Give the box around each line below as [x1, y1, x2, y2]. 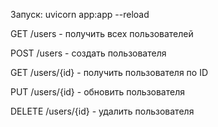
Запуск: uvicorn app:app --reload [10, 9, 150, 20]
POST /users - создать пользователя [10, 47, 167, 59]
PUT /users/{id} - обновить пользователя [10, 86, 185, 98]
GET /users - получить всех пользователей [10, 28, 194, 39]
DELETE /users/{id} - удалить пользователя [10, 105, 195, 117]
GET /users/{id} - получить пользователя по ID [10, 67, 209, 78]
